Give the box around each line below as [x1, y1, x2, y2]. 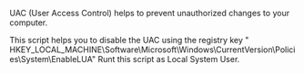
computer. [9, 17, 48, 28]
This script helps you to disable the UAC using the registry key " [9, 35, 249, 45]
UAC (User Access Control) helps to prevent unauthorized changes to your [9, 8, 289, 18]
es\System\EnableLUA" [9, 54, 96, 64]
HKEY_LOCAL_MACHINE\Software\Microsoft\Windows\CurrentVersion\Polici [9, 44, 296, 55]
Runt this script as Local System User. [97, 54, 240, 64]
